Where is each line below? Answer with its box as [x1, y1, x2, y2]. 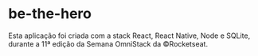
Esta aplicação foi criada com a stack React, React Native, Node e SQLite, [8, 31, 251, 40]
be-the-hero [8, 5, 92, 23]
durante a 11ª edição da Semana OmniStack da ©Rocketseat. [8, 39, 209, 48]
